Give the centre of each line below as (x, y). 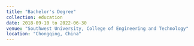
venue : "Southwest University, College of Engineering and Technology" (97, 28)
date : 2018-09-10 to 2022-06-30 (46, 23)
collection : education (34, 17)
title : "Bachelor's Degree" (41, 12)
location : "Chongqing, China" (44, 34)
